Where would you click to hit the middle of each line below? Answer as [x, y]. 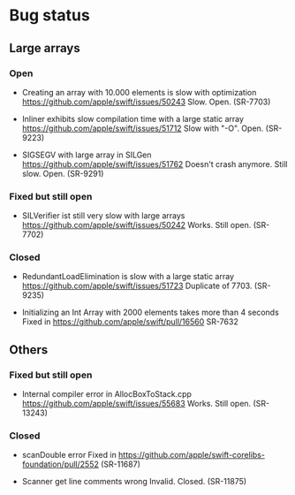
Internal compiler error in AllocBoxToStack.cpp [107, 394]
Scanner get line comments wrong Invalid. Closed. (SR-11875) [134, 482]
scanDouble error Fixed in [69, 455]
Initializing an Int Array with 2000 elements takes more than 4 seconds [151, 312]
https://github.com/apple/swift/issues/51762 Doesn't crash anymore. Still [155, 164]
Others [29, 350]
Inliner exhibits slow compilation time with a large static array [133, 118]
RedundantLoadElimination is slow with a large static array [128, 277]
